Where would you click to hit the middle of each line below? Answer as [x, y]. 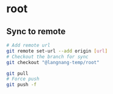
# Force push [23, 79]
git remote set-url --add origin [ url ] [57, 51]
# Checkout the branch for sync [47, 57]
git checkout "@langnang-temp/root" [53, 62]
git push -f [21, 85]
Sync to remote [36, 31]
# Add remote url [28, 45]
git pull [17, 73]
